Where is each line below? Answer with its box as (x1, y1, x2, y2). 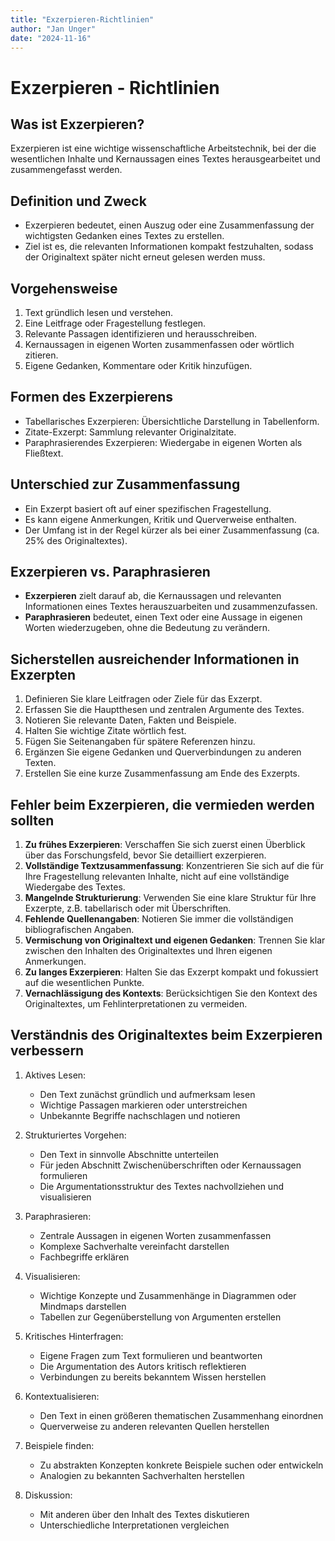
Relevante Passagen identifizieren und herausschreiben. (24, 328, 258, 340)
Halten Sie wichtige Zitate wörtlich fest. (24, 725, 187, 737)
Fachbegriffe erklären (39, 1251, 130, 1263)
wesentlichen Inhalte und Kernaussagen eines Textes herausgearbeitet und (10, 153, 321, 165)
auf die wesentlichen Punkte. (24, 977, 145, 989)
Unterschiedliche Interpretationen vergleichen (39, 1519, 230, 1531)
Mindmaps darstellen (39, 1300, 127, 1312)
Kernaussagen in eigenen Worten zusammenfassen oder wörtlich (24, 339, 295, 350)
